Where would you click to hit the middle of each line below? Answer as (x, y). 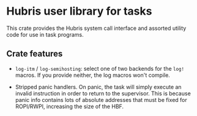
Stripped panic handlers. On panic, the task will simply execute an (98, 87)
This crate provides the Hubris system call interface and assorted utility (96, 28)
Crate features (35, 54)
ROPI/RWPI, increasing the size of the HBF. (69, 106)
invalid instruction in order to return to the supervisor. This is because (103, 93)
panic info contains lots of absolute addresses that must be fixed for (101, 100)
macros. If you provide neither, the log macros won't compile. (92, 75)
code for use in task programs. (45, 34)
